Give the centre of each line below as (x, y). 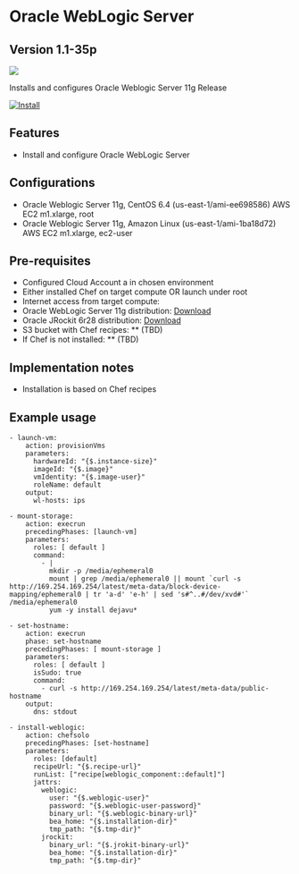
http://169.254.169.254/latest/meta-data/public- (175, 689)
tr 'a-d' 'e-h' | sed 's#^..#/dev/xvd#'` (171, 595)
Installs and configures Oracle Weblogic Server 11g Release (118, 88)
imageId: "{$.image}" (73, 470)
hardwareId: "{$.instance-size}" (95, 462)
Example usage (53, 417)
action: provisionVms (65, 446)
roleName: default (67, 485)
